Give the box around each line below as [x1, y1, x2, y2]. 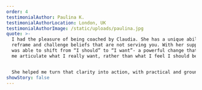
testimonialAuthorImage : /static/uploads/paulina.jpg [6, 25, 144, 32]
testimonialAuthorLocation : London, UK [6, 20, 106, 26]
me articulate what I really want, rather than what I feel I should [11, 53, 189, 59]
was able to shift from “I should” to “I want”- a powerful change [11, 48, 185, 54]
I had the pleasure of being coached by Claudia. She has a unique [11, 36, 185, 42]
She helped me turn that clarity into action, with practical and [11, 69, 182, 75]
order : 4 [6, 8, 28, 15]
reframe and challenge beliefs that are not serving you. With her [11, 42, 185, 48]
